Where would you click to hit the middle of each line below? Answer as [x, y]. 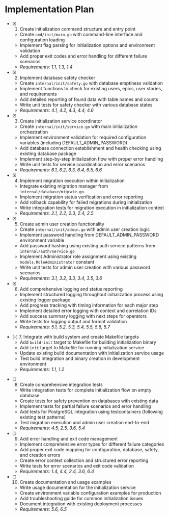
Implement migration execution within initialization [72, 180]
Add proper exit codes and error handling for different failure [83, 56]
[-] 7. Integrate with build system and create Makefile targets [76, 337]
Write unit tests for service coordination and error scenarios [82, 164]
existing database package [48, 153]
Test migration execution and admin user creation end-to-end [84, 422]
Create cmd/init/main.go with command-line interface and [81, 34]
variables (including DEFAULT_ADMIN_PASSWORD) [74, 143]
